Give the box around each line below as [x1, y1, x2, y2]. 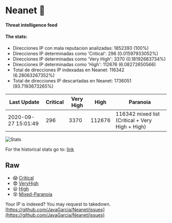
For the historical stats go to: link [5, 146, 74, 152]
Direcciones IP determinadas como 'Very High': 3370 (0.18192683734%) [12, 56, 166, 62]
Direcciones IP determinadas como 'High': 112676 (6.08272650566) [12, 61, 156, 67]
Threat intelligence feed [5, 22, 58, 28]
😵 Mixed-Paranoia [12, 191, 53, 197]
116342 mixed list [115, 110, 160, 117]
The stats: [5, 33, 28, 40]
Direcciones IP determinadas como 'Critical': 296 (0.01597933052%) [12, 50, 159, 56]
